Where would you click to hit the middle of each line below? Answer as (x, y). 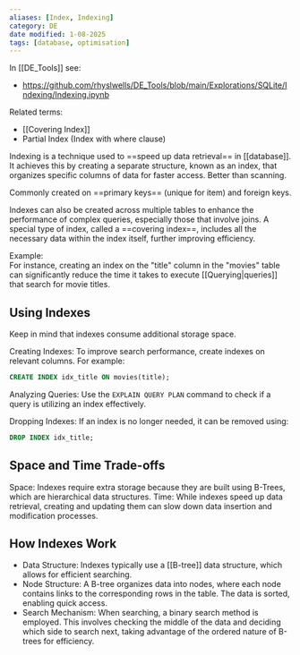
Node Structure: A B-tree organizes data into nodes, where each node (152, 584)
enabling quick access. (64, 603)
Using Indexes (50, 313)
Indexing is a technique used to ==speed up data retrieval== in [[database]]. (150, 157)
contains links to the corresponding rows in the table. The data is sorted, (156, 594)
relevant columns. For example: (67, 361)
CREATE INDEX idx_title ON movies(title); (90, 378)
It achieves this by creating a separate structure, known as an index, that (143, 166)
